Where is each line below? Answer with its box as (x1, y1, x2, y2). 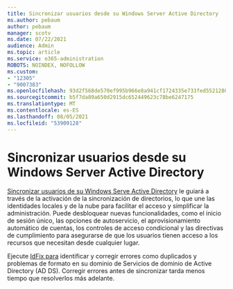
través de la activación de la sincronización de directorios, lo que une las (7, 195, 215, 203)
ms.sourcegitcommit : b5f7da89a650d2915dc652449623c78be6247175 (7, 94, 194, 101)
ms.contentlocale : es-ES (7, 107, 79, 114)
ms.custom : (7, 68, 39, 75)
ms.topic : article (7, 49, 60, 56)
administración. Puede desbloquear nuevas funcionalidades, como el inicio (7, 209, 222, 218)
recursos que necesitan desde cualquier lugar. (7, 238, 140, 247)
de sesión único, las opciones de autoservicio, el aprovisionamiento (7, 216, 201, 225)
